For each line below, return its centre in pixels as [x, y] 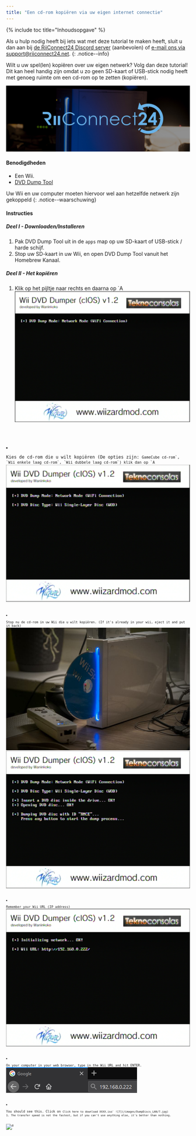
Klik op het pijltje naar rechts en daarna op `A [69, 288]
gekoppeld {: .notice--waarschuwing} [51, 200]
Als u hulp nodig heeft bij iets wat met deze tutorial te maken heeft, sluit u [94, 41]
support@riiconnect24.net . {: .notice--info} [58, 53]
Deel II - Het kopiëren [32, 273]
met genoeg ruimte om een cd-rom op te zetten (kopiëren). [77, 77]
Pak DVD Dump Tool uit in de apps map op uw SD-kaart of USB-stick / [98, 241]
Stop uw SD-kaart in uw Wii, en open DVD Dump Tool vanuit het [91, 254]
